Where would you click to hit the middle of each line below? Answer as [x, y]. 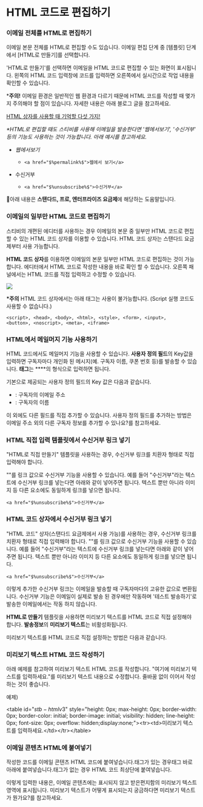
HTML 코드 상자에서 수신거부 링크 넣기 [59, 519]
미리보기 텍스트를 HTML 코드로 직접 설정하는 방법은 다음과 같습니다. [87, 637]
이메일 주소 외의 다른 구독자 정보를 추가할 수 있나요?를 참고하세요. [84, 423]
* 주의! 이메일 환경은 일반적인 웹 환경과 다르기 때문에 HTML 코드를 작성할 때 [95, 96]
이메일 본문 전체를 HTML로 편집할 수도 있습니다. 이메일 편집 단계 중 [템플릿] [96, 47]
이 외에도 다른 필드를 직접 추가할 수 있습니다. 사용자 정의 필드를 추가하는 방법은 [99, 415]
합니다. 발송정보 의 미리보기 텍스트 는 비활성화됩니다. [67, 624]
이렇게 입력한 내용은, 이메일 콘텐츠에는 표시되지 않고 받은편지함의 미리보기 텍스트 [102, 783]
